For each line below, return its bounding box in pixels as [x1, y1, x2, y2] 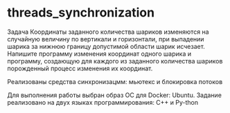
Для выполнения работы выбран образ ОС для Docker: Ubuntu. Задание [7, 91, 222, 99]
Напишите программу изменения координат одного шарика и [7, 50, 192, 58]
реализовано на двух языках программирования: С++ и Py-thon [7, 98, 199, 106]
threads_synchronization [7, 5, 154, 21]
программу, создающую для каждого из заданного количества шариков [7, 56, 223, 65]
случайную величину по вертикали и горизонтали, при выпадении [7, 34, 204, 43]
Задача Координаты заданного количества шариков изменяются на [7, 28, 209, 36]
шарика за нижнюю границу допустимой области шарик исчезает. [7, 42, 206, 50]
